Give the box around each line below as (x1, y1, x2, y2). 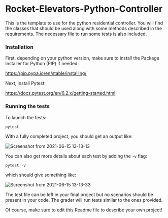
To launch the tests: (5, 114, 47, 120)
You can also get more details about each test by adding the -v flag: (5, 153, 147, 159)
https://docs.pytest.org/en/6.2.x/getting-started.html (5, 90, 116, 96)
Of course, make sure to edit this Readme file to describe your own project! (5, 207, 162, 213)
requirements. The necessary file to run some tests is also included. (5, 31, 147, 37)
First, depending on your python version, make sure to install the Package (5, 55, 160, 61)
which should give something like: (5, 172, 76, 178)
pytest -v (5, 162, 26, 168)
